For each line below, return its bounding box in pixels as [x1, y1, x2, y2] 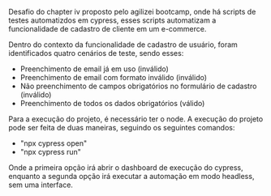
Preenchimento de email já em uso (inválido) [19, 64, 169, 74]
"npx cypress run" [19, 147, 81, 156]
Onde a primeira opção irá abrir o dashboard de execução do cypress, [8, 163, 243, 173]
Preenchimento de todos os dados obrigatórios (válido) [19, 99, 205, 108]
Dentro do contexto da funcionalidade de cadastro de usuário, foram [8, 40, 238, 49]
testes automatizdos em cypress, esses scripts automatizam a [8, 15, 217, 25]
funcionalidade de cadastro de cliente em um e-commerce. [8, 24, 207, 33]
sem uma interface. [8, 180, 73, 190]
